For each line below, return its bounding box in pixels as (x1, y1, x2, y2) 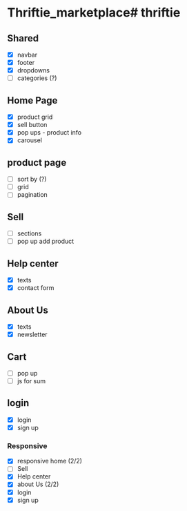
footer (17, 59, 35, 67)
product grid (17, 113, 53, 122)
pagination (17, 191, 48, 199)
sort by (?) (17, 175, 47, 184)
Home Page (7, 95, 58, 106)
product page (7, 157, 67, 168)
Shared (7, 32, 39, 44)
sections (17, 229, 42, 238)
